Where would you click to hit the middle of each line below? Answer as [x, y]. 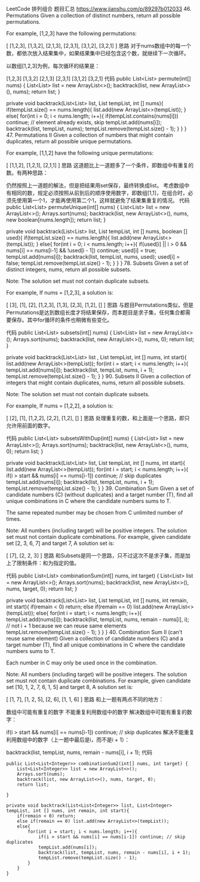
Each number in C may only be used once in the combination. [82, 663]
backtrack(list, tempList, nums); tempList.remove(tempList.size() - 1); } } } [96, 128]
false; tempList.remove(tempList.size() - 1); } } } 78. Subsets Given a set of [97, 263]
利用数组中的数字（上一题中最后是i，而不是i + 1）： [68, 739]
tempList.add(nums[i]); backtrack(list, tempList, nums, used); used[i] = [93, 257]
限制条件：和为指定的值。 [48, 563]
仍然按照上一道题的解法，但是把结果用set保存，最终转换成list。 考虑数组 [95, 185]
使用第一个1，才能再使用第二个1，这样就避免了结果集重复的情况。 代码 [103, 200]
